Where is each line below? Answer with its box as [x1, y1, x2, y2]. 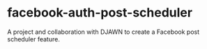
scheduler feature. [7, 35, 61, 43]
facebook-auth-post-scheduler [7, 5, 193, 21]
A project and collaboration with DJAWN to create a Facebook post [7, 28, 200, 36]
